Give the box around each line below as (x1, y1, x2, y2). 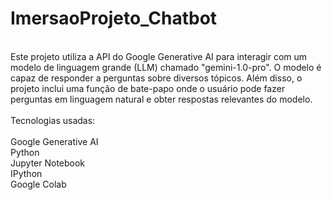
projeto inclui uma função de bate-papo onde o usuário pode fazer (10, 82, 286, 94)
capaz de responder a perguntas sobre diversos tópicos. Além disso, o (10, 72, 303, 84)
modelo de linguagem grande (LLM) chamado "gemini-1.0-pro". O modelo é (10, 61, 322, 73)
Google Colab (10, 178, 67, 190)
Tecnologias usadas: (10, 114, 96, 126)
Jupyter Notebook (10, 157, 86, 169)
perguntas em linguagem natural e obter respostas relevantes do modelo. (10, 93, 313, 105)
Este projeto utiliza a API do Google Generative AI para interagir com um (10, 50, 308, 62)
